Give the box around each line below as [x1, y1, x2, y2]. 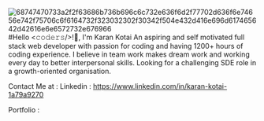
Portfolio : [8, 105, 40, 114]
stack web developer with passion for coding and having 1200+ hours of [8, 42, 244, 50]
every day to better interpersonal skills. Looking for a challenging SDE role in [8, 58, 257, 67]
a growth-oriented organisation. [8, 67, 112, 75]
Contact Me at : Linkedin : [8, 82, 92, 90]
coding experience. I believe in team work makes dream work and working [8, 49, 250, 59]
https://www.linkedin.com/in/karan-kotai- [93, 82, 227, 90]
